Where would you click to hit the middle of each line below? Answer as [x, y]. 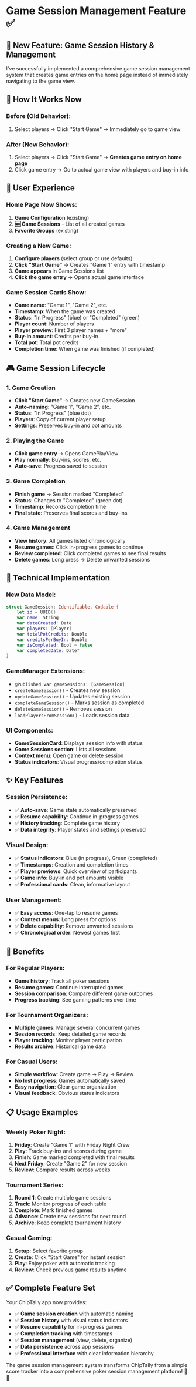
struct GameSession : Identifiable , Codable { [62, 607]
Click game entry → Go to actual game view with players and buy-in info [102, 169]
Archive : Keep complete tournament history [68, 1223]
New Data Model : [31, 595]
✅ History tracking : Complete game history [67, 823]
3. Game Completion [36, 481]
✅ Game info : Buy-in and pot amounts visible [69, 878]
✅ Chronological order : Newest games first [67, 933]
